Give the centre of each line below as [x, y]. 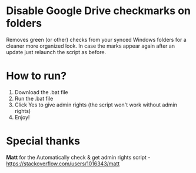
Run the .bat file [34, 98]
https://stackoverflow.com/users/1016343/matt [63, 164]
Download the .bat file [41, 92]
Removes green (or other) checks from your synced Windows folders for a [96, 39]
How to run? [36, 76]
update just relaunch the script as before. [56, 52]
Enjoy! [22, 117]
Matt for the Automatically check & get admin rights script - [78, 157]
